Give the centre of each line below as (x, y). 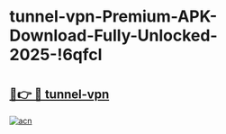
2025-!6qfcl (56, 55)
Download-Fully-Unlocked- (113, 36)
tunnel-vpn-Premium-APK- (113, 17)
